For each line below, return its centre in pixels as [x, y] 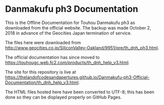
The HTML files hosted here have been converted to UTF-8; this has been [80, 92]
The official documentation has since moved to [52, 57]
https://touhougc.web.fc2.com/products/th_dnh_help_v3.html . [67, 62]
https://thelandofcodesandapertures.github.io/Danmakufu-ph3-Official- [77, 77]
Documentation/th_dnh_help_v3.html [42, 82]
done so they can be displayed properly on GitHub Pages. [63, 97]
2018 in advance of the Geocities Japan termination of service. [69, 33]
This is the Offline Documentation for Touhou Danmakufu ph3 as [70, 23]
